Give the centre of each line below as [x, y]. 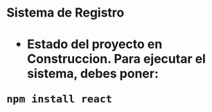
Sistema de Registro [65, 13]
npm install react [59, 99]
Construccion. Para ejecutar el [116, 59]
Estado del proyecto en [95, 45]
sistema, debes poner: [92, 74]
